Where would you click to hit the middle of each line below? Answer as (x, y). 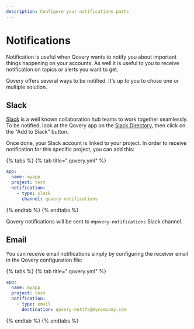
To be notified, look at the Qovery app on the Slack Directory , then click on (96, 126)
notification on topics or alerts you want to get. (62, 69)
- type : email (34, 304)
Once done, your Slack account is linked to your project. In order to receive (96, 143)
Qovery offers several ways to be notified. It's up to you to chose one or (93, 80)
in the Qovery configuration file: (44, 260)
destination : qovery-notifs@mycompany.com (74, 309)
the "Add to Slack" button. (37, 132)
